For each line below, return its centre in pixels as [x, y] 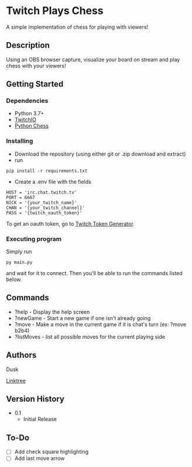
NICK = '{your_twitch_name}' [42, 202]
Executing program [34, 239]
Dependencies [27, 101]
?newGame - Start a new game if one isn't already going [83, 318]
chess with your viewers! [36, 66]
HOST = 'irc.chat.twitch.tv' [42, 192]
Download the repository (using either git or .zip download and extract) [100, 154]
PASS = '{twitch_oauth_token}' [44, 213]
